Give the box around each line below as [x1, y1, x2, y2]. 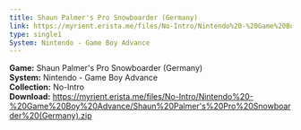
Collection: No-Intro [9, 82, 85, 92]
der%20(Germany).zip [9, 110, 92, 121]
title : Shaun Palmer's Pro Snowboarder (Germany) [9, 13, 199, 22]
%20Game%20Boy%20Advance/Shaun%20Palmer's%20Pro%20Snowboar [9, 100, 291, 112]
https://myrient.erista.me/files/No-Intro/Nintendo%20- [52, 91, 254, 102]
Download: [9, 91, 51, 102]
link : [9, 22, 30, 30]
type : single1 [9, 30, 63, 39]
